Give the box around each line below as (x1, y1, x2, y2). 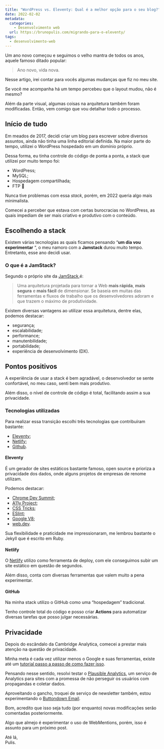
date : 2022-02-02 (5, 12, 41, 17)
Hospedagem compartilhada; (12, 178, 71, 184)
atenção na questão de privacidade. (5, 646, 78, 652)
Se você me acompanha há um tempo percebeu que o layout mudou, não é (5, 86, 157, 92)
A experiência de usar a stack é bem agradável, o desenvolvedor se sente (5, 375, 154, 381)
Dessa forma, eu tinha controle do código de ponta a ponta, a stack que (5, 152, 150, 159)
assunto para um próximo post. (5, 725, 68, 731)
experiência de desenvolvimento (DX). (12, 348, 89, 354)
